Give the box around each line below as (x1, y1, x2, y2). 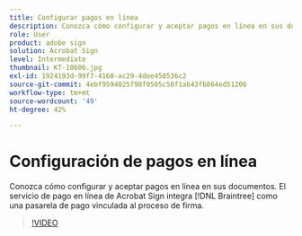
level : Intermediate (9, 55, 87, 64)
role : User (9, 30, 50, 39)
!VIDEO (31, 217, 58, 229)
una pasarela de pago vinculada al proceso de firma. (9, 200, 205, 211)
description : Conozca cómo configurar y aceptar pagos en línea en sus (9, 22, 283, 31)
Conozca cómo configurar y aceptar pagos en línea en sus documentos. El (9, 181, 286, 192)
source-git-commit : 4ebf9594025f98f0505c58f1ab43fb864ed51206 (9, 80, 247, 89)
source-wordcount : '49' (9, 96, 99, 106)
